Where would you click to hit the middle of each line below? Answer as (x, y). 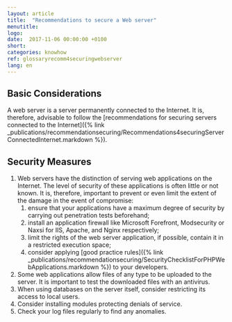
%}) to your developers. (134, 267)
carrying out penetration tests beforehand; (89, 216)
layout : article (31, 14)
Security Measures (49, 162)
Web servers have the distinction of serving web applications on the (115, 179)
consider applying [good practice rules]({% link (96, 252)
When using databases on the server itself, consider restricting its (111, 289)
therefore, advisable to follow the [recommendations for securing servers (112, 118)
